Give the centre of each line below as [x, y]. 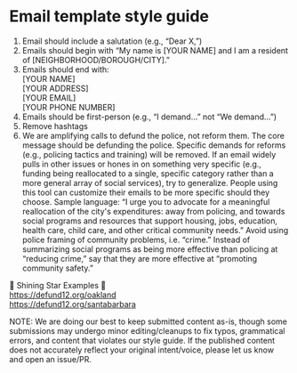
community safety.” [58, 268]
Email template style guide [109, 16]
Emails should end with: [65, 69]
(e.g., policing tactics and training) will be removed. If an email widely [149, 154]
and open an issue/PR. [50, 359]
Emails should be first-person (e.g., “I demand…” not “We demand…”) [149, 117]
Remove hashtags [55, 126]
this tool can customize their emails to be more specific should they [146, 192]
